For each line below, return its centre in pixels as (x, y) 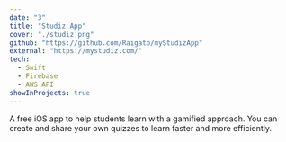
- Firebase (38, 76)
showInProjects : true (50, 93)
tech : (19, 59)
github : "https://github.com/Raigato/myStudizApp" (106, 43)
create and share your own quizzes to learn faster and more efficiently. (141, 128)
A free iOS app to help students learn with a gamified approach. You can (143, 119)
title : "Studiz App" (48, 26)
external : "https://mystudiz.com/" (76, 51)
